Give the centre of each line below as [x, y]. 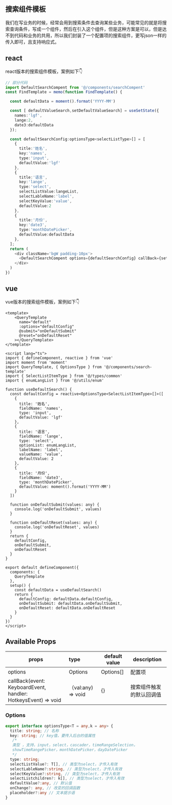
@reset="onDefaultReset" [45, 335]
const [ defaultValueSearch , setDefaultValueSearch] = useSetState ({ [84, 111]
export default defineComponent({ [42, 567]
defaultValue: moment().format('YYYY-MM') [65, 487]
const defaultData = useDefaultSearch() [58, 590]
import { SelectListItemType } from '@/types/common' [64, 376]
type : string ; [25, 759]
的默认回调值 [146, 695]
